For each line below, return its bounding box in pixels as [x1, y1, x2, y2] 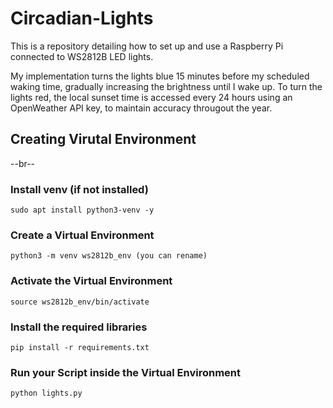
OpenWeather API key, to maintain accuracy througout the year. [10, 102, 273, 114]
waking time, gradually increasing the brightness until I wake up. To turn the [10, 80, 323, 92]
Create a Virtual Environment [10, 228, 155, 242]
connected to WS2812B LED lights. [10, 50, 154, 62]
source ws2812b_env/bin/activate [10, 297, 150, 307]
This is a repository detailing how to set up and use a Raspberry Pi [10, 40, 284, 52]
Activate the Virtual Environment [10, 274, 173, 288]
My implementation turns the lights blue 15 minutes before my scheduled [10, 70, 310, 82]
